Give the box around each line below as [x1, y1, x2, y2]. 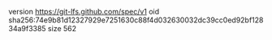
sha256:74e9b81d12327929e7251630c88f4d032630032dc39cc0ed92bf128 [8, 15, 264, 25]
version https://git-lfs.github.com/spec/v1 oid [8, 7, 160, 16]
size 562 [47, 24, 77, 33]
